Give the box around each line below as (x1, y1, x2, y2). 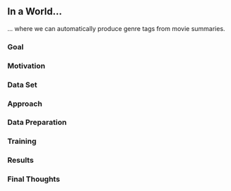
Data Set (7, 80, 37, 90)
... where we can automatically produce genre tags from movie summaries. (7, 24, 225, 32)
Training (7, 137, 37, 147)
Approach (7, 99, 42, 109)
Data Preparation (7, 118, 67, 128)
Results (7, 155, 34, 165)
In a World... (7, 6, 62, 18)
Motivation (7, 61, 46, 70)
